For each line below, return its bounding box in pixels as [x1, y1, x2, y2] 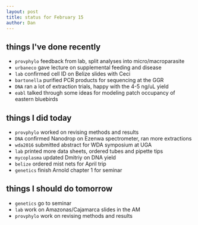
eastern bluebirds [14, 96, 58, 103]
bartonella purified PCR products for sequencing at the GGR [14, 77, 164, 84]
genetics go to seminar [14, 199, 72, 207]
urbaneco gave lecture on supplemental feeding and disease [14, 64, 162, 71]
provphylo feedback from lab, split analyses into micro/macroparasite [14, 58, 185, 65]
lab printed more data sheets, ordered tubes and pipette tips [14, 148, 164, 155]
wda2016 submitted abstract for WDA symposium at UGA [14, 141, 152, 148]
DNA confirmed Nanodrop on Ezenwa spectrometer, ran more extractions [14, 135, 192, 142]
